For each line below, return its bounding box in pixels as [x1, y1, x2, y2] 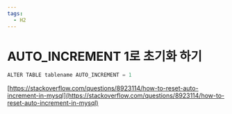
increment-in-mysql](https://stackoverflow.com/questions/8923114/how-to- [7, 91, 225, 100]
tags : [7, 10, 23, 17]
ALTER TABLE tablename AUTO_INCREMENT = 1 [7, 72, 132, 79]
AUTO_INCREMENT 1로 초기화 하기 [7, 48, 203, 64]
